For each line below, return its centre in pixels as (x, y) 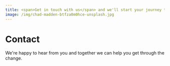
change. (14, 58)
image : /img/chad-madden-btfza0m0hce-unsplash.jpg (60, 14)
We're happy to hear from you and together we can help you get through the (85, 53)
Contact (23, 39)
